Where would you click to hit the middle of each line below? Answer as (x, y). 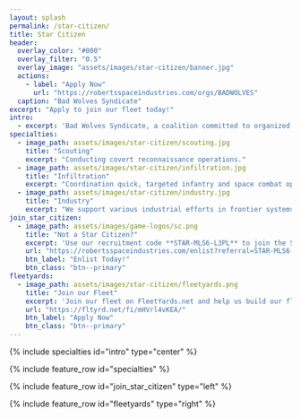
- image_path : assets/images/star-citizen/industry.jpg (124, 193)
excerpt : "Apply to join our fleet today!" (92, 109)
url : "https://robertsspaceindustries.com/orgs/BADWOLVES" (145, 92)
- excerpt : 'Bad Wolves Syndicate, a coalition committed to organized (154, 126)
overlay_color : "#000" (60, 51)
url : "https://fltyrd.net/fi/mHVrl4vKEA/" (106, 309)
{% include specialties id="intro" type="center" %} (103, 352)
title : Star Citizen (48, 34)
